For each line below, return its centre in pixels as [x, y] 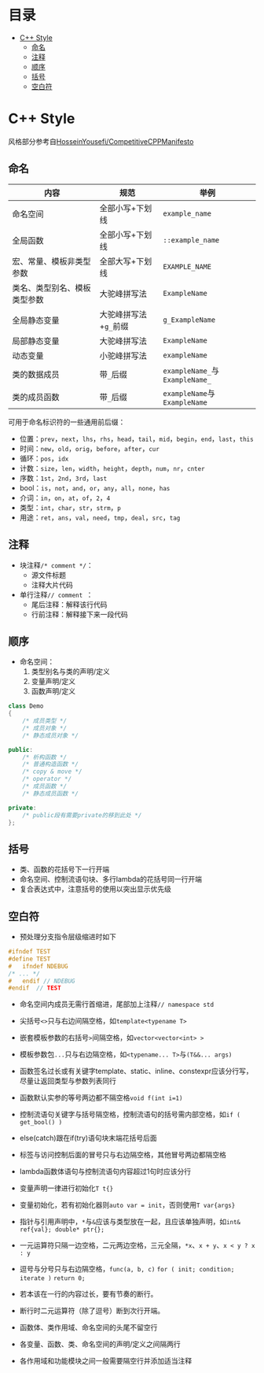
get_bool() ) [41, 1123]
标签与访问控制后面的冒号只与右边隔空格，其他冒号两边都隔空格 [123, 1155]
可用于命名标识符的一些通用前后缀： [67, 422]
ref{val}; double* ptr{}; [62, 1230]
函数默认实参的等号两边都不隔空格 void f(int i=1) [101, 1097]
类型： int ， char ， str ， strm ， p [70, 507]
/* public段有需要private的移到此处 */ [82, 815]
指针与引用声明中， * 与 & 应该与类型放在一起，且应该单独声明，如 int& [130, 1222]
